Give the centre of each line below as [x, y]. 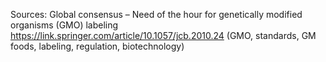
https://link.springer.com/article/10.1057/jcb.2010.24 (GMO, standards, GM [163, 35]
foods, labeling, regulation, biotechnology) [97, 46]
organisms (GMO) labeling [64, 25]
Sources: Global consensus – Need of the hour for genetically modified [156, 14]
